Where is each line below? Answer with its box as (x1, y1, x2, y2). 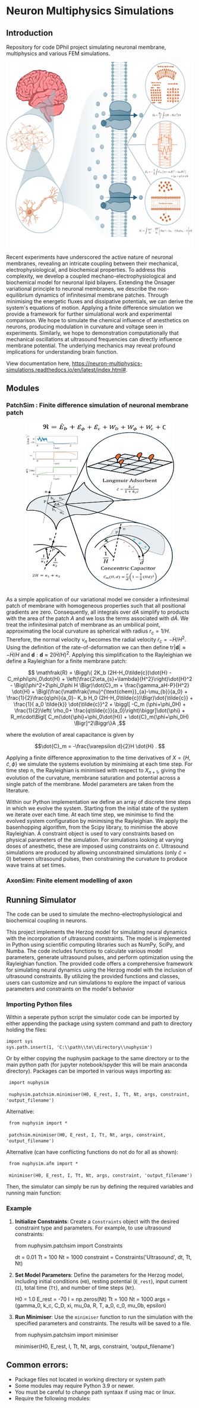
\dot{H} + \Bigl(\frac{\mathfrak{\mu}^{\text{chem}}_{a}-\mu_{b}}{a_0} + (11, 688, 188, 695)
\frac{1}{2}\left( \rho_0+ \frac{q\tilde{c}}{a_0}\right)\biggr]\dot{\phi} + (14, 706, 185, 714)
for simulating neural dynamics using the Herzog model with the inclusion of (6, 966, 193, 973)
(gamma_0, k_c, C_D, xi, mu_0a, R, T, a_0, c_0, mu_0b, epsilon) (14, 1302, 166, 1309)
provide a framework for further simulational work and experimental (6, 310, 172, 318)
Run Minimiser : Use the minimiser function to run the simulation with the (14, 1313, 193, 1321)
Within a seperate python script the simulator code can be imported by (6, 1014, 179, 1021)
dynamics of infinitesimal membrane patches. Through (34, 291, 169, 298)
